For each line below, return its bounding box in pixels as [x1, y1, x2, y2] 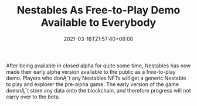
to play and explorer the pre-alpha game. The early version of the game [6, 80, 179, 88]
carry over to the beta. [6, 93, 60, 100]
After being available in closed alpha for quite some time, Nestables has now [6, 62, 191, 69]
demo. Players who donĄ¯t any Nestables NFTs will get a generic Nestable [6, 74, 186, 81]
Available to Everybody [40, 16, 157, 29]
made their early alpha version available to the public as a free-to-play [6, 68, 176, 75]
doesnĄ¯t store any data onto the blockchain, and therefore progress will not [6, 87, 192, 94]
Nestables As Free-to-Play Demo [16, 4, 181, 17]
